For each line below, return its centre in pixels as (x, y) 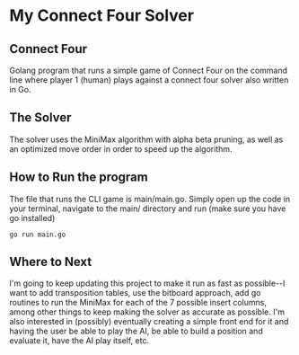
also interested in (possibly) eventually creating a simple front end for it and (149, 322)
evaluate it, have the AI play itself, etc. (79, 341)
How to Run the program (79, 177)
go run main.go (38, 235)
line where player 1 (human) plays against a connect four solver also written (149, 80)
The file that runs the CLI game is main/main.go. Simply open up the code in (150, 199)
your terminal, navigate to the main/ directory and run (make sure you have (148, 209)
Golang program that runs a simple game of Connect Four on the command (149, 70)
